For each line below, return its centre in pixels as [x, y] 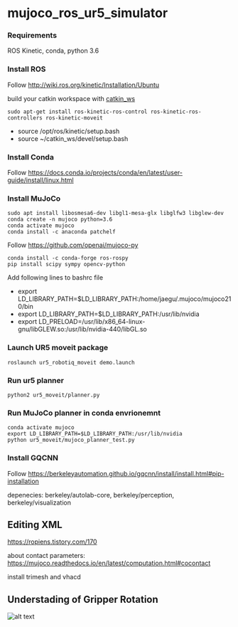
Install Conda [31, 157]
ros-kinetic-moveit [74, 118]
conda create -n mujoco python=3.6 [60, 220]
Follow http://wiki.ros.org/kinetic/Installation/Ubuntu [83, 85]
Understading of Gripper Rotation [83, 599]
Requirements [32, 36]
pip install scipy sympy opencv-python [66, 265]
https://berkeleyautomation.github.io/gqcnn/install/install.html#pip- [126, 473]
